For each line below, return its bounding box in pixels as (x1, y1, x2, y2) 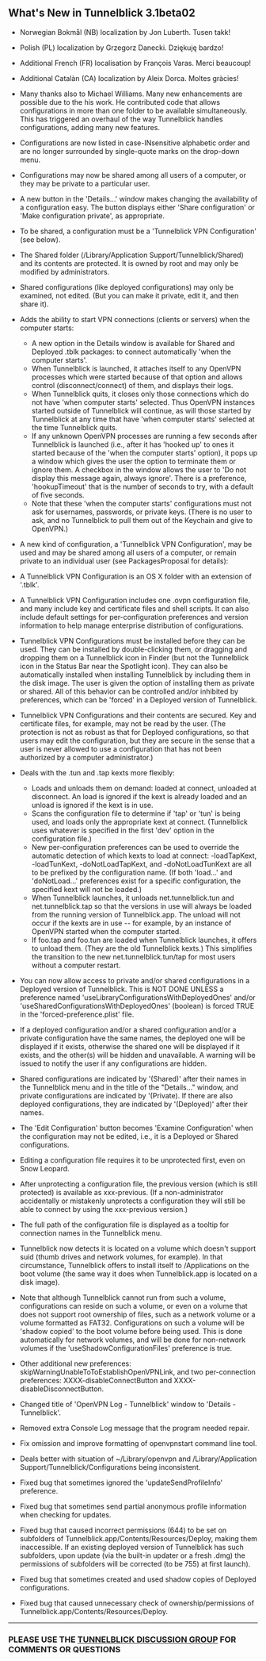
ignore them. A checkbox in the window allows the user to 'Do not (31, 464, 247, 475)
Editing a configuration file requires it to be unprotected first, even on (19, 1155, 245, 1165)
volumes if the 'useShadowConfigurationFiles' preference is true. (19, 1343, 233, 1352)
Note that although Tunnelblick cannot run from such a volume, (19, 1293, 226, 1302)
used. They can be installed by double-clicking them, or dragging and (19, 644, 248, 654)
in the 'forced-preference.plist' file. (19, 1009, 135, 1019)
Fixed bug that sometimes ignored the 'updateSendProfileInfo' (19, 1478, 223, 1487)
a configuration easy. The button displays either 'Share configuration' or (19, 202, 256, 212)
